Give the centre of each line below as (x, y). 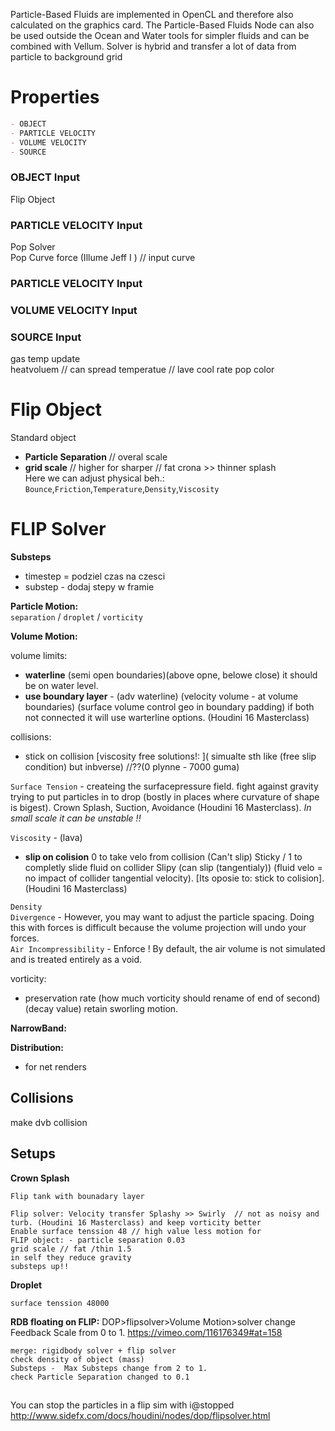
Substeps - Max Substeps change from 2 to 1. (109, 1368)
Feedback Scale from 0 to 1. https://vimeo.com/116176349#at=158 (146, 1332)
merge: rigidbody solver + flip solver (93, 1350)
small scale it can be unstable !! (76, 818)
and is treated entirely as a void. (76, 960)
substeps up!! (40, 1266)
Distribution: (37, 1048)
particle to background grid (66, 57)
